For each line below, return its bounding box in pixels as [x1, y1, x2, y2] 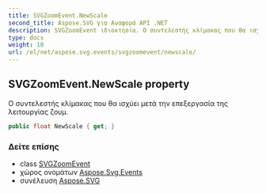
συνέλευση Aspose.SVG [19, 176, 101, 185]
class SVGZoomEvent [19, 159, 91, 168]
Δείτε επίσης [8, 141, 59, 152]
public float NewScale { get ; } [8, 122, 115, 131]
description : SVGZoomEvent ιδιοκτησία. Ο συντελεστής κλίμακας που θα [8, 26, 246, 34]
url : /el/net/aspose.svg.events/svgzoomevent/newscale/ [8, 48, 196, 56]
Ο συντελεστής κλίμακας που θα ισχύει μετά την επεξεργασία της [8, 98, 228, 108]
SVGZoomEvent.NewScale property [8, 78, 190, 91]
